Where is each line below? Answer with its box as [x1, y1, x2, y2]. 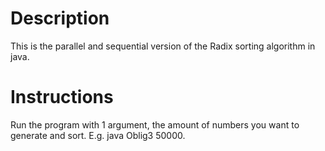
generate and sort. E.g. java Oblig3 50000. [10, 129, 186, 141]
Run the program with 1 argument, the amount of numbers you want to [10, 118, 300, 131]
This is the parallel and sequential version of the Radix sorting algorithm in [10, 40, 316, 52]
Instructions [10, 86, 114, 109]
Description [10, 7, 110, 30]
